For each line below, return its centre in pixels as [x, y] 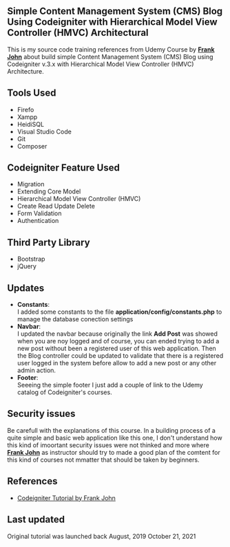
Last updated [36, 520]
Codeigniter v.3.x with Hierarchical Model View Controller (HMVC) [101, 64]
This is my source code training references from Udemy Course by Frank [111, 49]
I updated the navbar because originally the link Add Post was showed [117, 334]
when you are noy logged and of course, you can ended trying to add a [118, 341]
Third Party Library [49, 243]
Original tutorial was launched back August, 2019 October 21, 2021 [102, 536]
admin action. [36, 370]
